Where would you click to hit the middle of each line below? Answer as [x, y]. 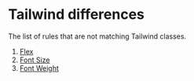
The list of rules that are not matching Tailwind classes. [97, 36]
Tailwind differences [77, 15]
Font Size [35, 60]
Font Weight [39, 68]
